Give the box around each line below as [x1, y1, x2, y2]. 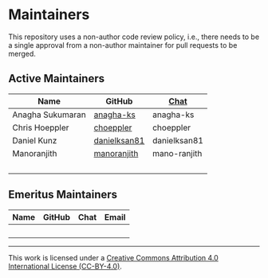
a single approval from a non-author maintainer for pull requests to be [8, 40, 238, 49]
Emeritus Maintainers [8, 188, 118, 202]
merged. [8, 49, 36, 58]
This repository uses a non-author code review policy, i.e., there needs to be [8, 32, 260, 41]
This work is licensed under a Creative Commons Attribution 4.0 [8, 253, 219, 262]
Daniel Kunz [12, 135, 57, 146]
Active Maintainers [8, 72, 105, 85]
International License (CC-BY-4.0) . [8, 261, 122, 271]
